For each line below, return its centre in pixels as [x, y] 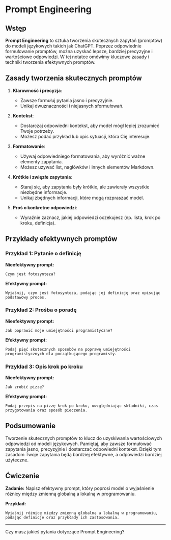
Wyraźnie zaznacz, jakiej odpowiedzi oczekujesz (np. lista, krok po [90, 217]
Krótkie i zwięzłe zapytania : [42, 177]
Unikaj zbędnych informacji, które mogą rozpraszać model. [82, 198]
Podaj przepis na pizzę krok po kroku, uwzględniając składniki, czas [82, 406]
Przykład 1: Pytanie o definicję [43, 254]
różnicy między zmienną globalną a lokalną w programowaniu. [70, 494]
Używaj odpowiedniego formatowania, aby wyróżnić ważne [83, 156]
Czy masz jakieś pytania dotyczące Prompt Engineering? [65, 531]
